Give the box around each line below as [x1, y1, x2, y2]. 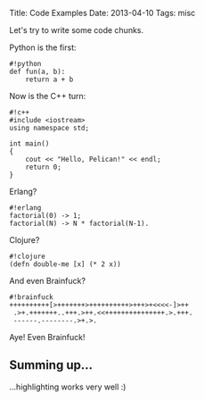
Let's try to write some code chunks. [9, 25, 144, 35]
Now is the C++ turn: [9, 91, 86, 101]
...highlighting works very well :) [9, 381, 126, 392]
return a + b [25, 75, 74, 84]
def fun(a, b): [9, 67, 66, 76]
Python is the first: [9, 42, 77, 53]
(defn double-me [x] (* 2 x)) [9, 260, 122, 269]
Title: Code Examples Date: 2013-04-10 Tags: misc [9, 8, 196, 18]
